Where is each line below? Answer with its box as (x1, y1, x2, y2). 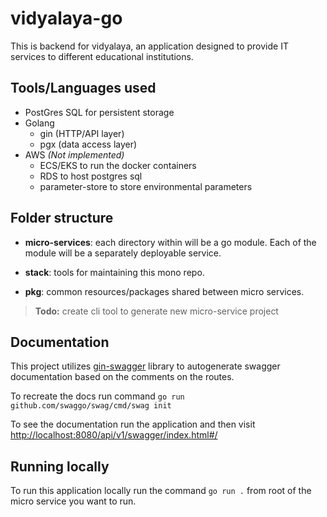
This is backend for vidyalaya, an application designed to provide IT (10, 40, 289, 52)
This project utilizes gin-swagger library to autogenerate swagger (10, 360, 281, 372)
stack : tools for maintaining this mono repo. (24, 266, 205, 278)
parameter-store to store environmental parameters (39, 180, 253, 192)
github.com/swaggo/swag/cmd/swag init (10, 401, 172, 411)
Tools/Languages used (10, 80, 157, 97)
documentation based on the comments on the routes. (10, 371, 235, 383)
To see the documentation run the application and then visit (10, 418, 256, 431)
